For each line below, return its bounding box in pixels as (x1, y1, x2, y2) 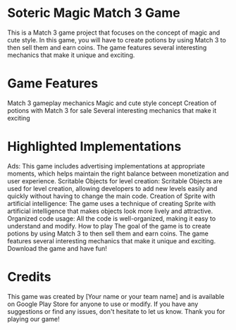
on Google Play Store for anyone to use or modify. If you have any (7, 300, 199, 308)
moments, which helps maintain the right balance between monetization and (7, 169, 229, 178)
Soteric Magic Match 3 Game (7, 5, 181, 21)
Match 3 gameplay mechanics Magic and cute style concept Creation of (7, 99, 217, 107)
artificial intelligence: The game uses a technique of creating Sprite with (7, 199, 216, 207)
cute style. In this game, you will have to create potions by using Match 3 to (7, 35, 227, 44)
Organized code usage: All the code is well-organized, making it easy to (7, 214, 216, 223)
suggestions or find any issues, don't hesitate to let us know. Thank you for (7, 307, 225, 315)
